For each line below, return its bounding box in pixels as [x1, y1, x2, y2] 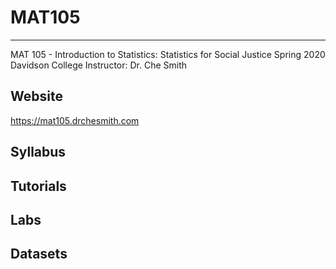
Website [10, 88, 63, 105]
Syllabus [10, 144, 67, 161]
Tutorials [10, 177, 67, 195]
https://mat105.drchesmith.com [10, 114, 140, 126]
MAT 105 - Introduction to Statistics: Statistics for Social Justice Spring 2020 [10, 48, 326, 60]
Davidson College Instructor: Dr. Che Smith [10, 59, 188, 71]
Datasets [10, 246, 68, 263]
